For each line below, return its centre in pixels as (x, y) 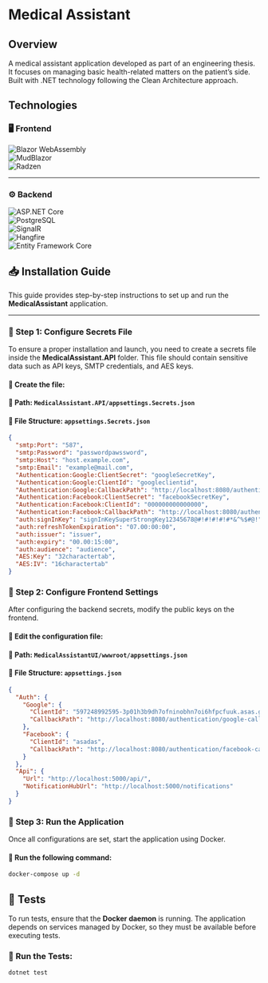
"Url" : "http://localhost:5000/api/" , (87, 779)
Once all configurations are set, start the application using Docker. (117, 839)
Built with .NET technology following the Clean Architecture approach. (123, 80)
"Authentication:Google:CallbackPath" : (82, 490)
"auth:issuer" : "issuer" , (59, 534)
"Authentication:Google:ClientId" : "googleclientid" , (106, 482)
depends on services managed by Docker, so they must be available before (132, 927)
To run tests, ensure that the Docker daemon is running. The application (127, 918)
